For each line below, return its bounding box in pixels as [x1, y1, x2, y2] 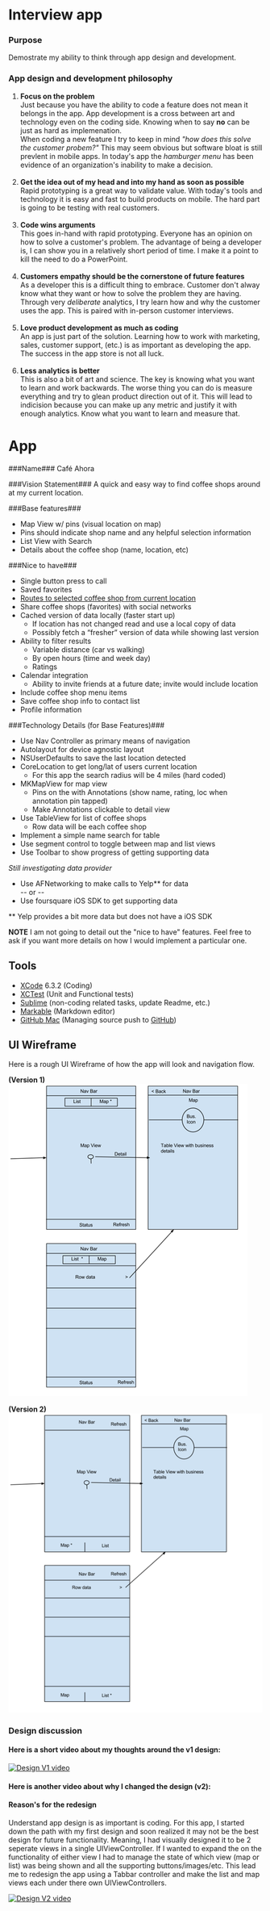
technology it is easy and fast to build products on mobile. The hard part [19, 194, 260, 203]
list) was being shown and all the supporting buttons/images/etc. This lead [8, 1860, 256, 1870]
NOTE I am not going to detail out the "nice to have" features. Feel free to [8, 926, 251, 937]
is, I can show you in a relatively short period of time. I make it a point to [19, 245, 260, 255]
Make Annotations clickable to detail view [31, 805, 171, 814]
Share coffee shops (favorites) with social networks [19, 601, 192, 611]
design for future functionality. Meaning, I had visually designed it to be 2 [8, 1834, 251, 1845]
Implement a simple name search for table [19, 830, 160, 840]
